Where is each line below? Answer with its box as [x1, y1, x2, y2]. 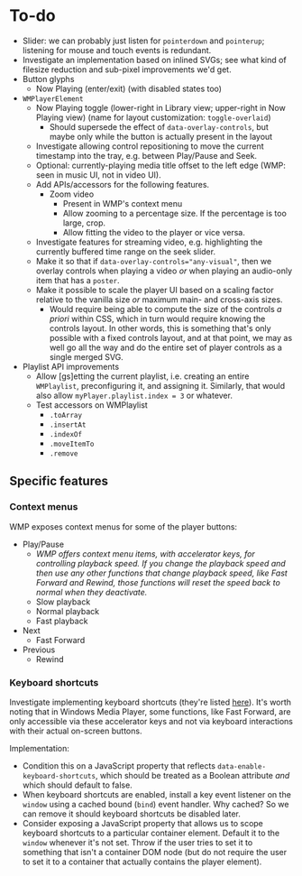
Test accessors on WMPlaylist [35, 399, 149, 410]
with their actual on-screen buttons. [9, 725, 142, 736]
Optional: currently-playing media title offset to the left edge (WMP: [35, 160, 287, 171]
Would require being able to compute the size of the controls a [49, 303, 282, 314]
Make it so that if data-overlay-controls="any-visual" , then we [35, 255, 272, 266]
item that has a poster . [35, 274, 120, 285]
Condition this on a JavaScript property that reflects [22, 760, 216, 771]
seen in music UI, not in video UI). [35, 169, 161, 180]
